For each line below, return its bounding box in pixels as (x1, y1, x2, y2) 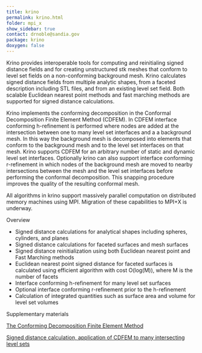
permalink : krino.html (6, 15, 64, 21)
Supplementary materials (6, 310, 69, 317)
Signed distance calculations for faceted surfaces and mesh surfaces (15, 241, 189, 248)
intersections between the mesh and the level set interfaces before (6, 167, 174, 174)
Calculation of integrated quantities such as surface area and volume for (15, 292, 195, 299)
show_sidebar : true (6, 25, 56, 32)
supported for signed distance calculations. (6, 97, 115, 105)
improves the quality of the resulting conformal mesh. (6, 180, 140, 187)
